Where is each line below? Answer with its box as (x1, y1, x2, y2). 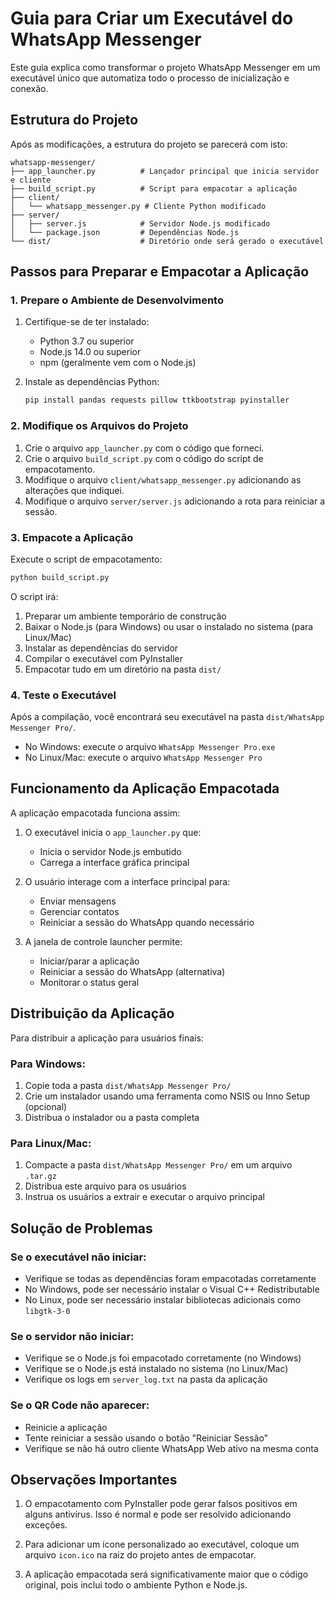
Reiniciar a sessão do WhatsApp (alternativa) (39, 965, 226, 977)
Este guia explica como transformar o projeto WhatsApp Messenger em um (10, 61, 321, 73)
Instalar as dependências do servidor (24, 642, 179, 654)
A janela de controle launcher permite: (24, 935, 183, 947)
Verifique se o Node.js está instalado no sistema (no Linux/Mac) (24, 1363, 289, 1375)
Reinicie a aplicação (24, 1421, 108, 1433)
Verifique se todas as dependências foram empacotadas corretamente (24, 1272, 317, 1284)
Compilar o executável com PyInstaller (24, 652, 184, 664)
